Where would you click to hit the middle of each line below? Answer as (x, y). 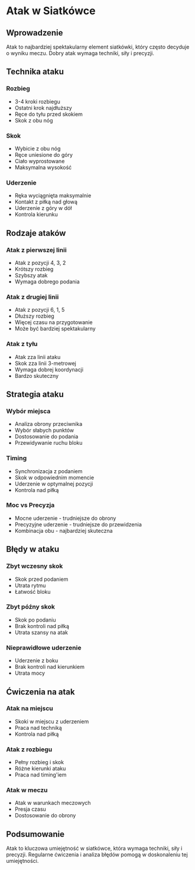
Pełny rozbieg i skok (39, 762)
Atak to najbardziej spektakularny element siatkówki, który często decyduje (98, 47)
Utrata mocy (30, 673)
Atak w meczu (27, 790)
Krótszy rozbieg (34, 269)
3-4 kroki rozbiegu (37, 101)
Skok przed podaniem (41, 579)
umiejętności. (22, 861)
